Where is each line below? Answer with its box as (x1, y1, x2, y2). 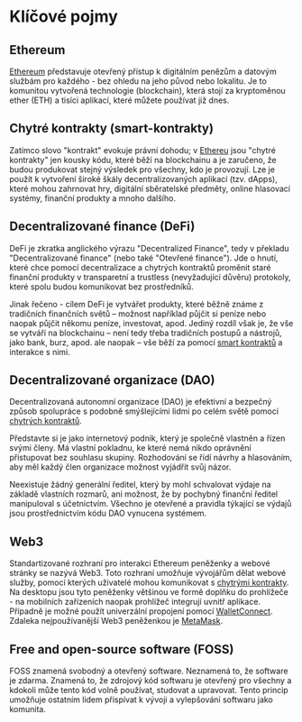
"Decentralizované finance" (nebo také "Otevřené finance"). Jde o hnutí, (9, 252, 279, 263)
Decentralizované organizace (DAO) (9, 372, 215, 388)
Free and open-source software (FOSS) (9, 642, 234, 657)
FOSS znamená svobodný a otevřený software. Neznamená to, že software (9, 665, 288, 677)
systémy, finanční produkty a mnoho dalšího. (9, 192, 176, 204)
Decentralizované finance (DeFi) (9, 219, 196, 234)
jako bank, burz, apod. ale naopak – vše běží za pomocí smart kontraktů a (9, 336, 283, 348)
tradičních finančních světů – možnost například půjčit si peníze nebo (9, 308, 267, 319)
